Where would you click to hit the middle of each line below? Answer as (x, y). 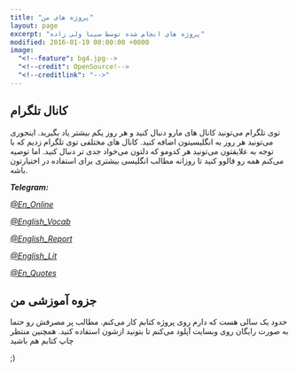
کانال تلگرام (39, 111)
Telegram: (30, 187)
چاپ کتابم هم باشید (42, 341)
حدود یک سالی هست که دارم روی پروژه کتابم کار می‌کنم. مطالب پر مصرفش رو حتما (148, 322)
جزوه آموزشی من (54, 301)
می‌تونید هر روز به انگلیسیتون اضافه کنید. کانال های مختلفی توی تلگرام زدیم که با (142, 142)
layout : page (34, 26)
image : (22, 50)
